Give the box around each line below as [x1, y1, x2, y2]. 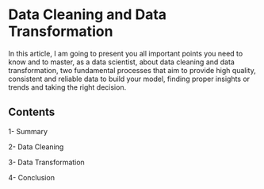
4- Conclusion [8, 172, 55, 182]
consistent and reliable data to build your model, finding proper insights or [8, 74, 251, 83]
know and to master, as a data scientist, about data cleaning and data [8, 57, 235, 67]
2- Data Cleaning [8, 141, 64, 152]
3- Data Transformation [8, 157, 85, 167]
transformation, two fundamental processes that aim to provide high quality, [8, 65, 256, 75]
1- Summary [8, 126, 48, 136]
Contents [8, 106, 55, 119]
